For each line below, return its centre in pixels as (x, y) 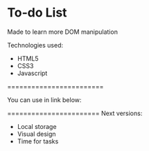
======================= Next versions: (75, 113)
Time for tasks (38, 141)
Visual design (37, 134)
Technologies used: (35, 45)
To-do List (37, 13)
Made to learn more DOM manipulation (62, 32)
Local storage (37, 126)
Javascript (32, 73)
